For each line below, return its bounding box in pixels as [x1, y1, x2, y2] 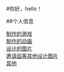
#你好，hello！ [6, 5, 43, 12]
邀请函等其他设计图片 [6, 53, 58, 59]
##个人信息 [6, 18, 34, 25]
